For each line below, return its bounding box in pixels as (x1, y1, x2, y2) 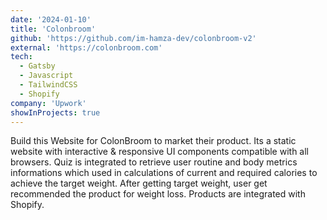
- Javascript (19, 71, 74, 81)
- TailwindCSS (19, 80, 78, 90)
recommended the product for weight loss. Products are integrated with (10, 188, 306, 200)
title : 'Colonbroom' (10, 24, 97, 34)
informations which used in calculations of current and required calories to (10, 167, 318, 179)
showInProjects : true (10, 107, 101, 118)
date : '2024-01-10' (10, 14, 92, 25)
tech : (10, 52, 33, 62)
